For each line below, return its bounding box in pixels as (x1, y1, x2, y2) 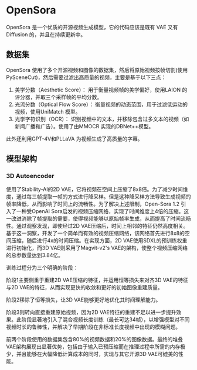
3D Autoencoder (6, 172, 55, 180)
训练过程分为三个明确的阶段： (6, 264, 78, 271)
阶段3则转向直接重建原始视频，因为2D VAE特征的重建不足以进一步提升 (6, 309, 177, 316)
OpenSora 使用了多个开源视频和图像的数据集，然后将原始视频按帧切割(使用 (6, 66, 188, 73)
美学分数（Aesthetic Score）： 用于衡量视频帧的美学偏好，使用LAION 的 (14, 86, 188, 93)
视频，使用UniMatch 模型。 (14, 108, 81, 115)
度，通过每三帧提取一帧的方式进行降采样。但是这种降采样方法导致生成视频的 (6, 193, 191, 200)
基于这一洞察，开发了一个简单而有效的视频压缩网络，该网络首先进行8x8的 (6, 229, 185, 237)
